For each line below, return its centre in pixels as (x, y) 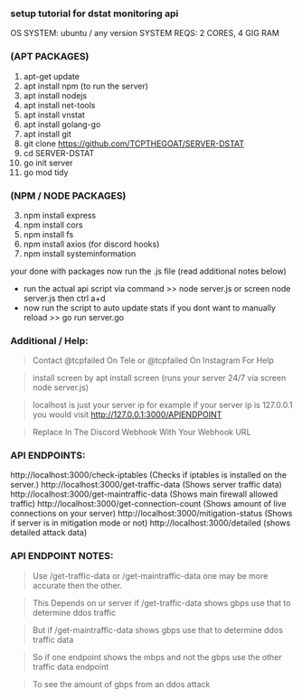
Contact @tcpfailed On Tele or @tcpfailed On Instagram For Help (153, 360)
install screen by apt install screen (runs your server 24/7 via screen (159, 378)
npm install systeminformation (80, 253)
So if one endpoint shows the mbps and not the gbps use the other (157, 656)
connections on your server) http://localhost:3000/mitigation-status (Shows (151, 514)
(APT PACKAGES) (50, 57)
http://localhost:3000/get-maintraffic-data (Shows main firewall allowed (144, 494)
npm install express (60, 215)
